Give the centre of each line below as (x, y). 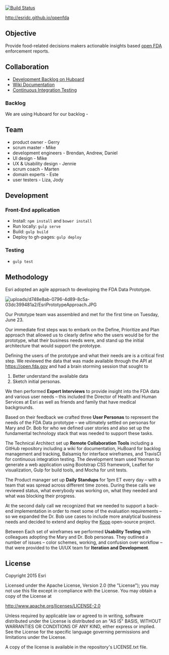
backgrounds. (20, 407)
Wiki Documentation (34, 84)
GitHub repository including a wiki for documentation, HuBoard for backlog (83, 448)
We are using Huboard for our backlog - (47, 114)
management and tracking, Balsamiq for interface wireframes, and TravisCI (83, 454)
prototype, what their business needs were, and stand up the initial (75, 340)
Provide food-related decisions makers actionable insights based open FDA (84, 46)
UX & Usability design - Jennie (44, 163)
